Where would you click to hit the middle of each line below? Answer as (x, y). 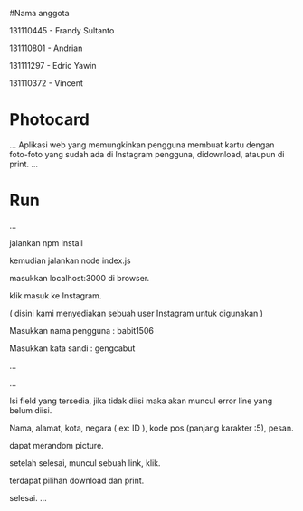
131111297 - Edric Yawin (53, 66)
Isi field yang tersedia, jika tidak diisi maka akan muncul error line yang (141, 401)
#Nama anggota (39, 13)
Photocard (50, 120)
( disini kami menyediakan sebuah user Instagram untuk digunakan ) (137, 313)
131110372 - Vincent (47, 83)
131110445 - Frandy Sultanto (62, 30)
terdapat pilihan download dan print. (77, 480)
